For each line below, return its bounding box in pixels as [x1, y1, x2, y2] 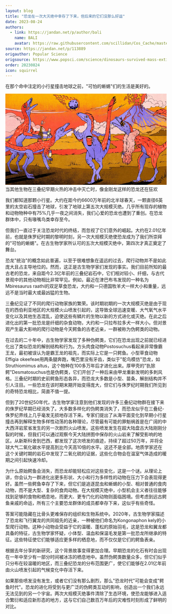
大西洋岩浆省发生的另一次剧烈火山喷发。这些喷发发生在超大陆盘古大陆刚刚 [5, 425, 162, 431]
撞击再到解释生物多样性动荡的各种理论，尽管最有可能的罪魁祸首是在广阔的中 [5, 418, 167, 425]
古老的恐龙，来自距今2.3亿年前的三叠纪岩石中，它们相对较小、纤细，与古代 [5, 270, 165, 276]
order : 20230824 [5, 62, 40, 68]
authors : [5, 25, 24, 30]
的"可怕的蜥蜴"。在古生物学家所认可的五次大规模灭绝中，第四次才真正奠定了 [5, 240, 167, 246]
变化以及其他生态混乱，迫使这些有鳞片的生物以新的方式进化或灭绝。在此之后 [5, 313, 167, 319]
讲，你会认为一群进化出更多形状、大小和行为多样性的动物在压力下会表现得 [5, 474, 162, 480]
